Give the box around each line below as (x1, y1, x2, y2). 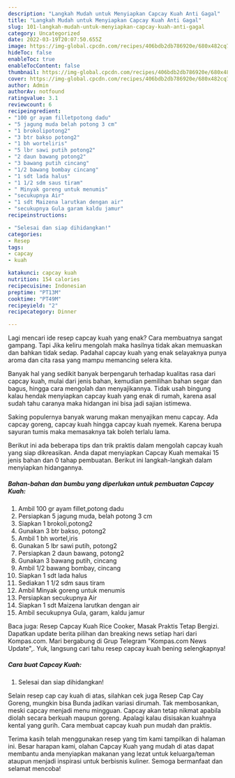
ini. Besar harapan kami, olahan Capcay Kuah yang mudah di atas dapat (8, 742, 215, 751)
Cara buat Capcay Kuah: (8, 660, 82, 668)
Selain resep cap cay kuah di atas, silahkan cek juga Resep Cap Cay (8, 691, 204, 700)
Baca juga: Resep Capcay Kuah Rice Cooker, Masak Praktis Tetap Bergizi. (8, 622, 220, 631)
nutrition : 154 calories (8, 276, 80, 283)
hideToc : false (8, 50, 52, 57)
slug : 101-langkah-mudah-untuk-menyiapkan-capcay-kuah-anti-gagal (8, 23, 205, 30)
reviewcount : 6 (8, 101, 52, 108)
